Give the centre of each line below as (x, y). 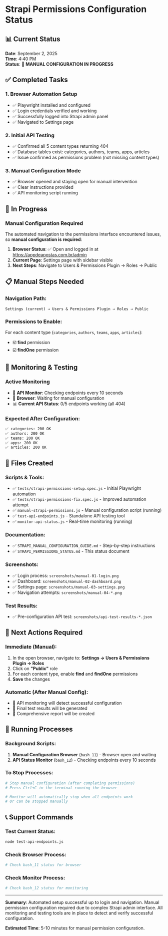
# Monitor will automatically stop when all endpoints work (69, 797)
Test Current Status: (30, 831)
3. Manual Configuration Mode (43, 170)
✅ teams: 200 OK (22, 438)
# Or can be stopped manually (37, 802)
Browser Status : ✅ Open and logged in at (55, 249)
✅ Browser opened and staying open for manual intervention (75, 182)
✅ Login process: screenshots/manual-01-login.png (65, 575)
